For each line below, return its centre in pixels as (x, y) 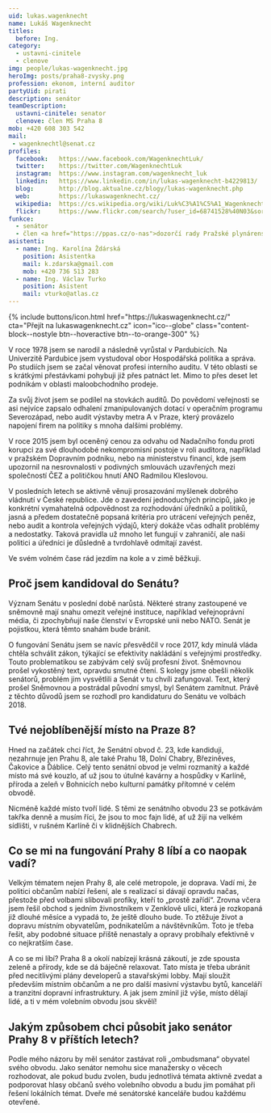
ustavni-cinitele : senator (61, 114)
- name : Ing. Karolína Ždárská (68, 249)
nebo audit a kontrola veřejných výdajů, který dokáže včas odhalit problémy (134, 525)
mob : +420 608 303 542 (46, 129)
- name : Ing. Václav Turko (61, 279)
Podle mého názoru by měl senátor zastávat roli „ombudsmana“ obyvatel (129, 1059)
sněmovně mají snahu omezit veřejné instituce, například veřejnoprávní (126, 612)
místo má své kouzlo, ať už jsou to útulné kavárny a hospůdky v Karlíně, (127, 775)
